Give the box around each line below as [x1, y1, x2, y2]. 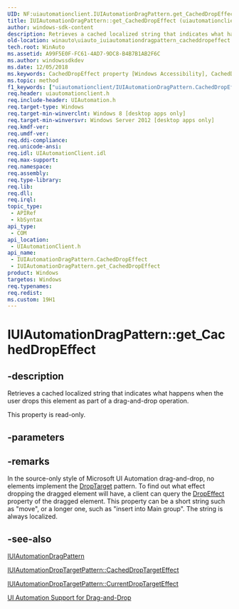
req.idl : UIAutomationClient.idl [7, 150, 107, 157]
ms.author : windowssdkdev [7, 57, 84, 64]
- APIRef [10, 210, 37, 217]
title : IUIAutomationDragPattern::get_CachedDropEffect [7, 17, 176, 24]
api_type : [7, 223, 37, 230]
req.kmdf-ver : [7, 123, 50, 131]
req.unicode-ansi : [7, 144, 62, 151]
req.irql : [7, 196, 37, 203]
